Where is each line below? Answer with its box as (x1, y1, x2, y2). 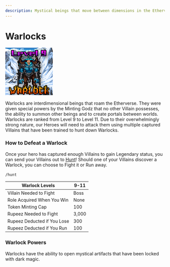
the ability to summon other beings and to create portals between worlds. (5, 111, 158, 117)
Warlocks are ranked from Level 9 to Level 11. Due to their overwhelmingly (5, 116, 159, 122)
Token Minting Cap (7, 204, 47, 210)
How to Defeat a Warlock (5, 140, 67, 147)
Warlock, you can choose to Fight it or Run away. (5, 162, 107, 168)
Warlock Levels (22, 183, 55, 189)
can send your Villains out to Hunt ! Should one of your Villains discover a (5, 156, 157, 162)
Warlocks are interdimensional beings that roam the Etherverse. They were (5, 100, 161, 106)
